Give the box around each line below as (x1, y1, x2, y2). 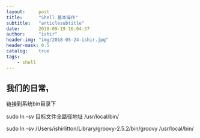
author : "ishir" (6, 31, 58, 37)
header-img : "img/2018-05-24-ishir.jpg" (6, 37, 109, 43)
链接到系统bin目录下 (6, 100, 56, 107)
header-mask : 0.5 (6, 43, 50, 49)
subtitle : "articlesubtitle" (6, 20, 85, 26)
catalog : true (6, 48, 50, 54)
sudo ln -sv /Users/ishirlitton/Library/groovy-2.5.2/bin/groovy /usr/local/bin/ (6, 125, 194, 133)
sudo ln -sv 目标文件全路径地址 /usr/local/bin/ (6, 113, 119, 121)
